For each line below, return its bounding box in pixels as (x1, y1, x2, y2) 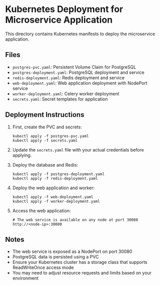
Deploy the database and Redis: (12, 162, 78, 168)
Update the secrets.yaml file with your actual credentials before (12, 147, 144, 153)
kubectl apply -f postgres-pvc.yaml (12, 133, 89, 138)
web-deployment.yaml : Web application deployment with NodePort (12, 80, 147, 86)
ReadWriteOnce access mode (12, 264, 74, 270)
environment (12, 275, 39, 281)
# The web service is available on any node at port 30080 (12, 217, 138, 222)
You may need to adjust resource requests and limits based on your (12, 270, 151, 276)
